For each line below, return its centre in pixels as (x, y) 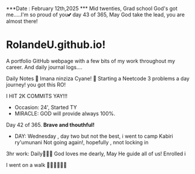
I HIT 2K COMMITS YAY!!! (37, 96)
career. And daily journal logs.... (45, 67)
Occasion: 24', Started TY (46, 107)
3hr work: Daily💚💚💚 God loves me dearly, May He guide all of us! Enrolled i (96, 154)
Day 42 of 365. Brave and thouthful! (50, 124)
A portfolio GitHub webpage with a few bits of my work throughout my (91, 61)
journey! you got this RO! (36, 85)
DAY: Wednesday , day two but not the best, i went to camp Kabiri (94, 136)
